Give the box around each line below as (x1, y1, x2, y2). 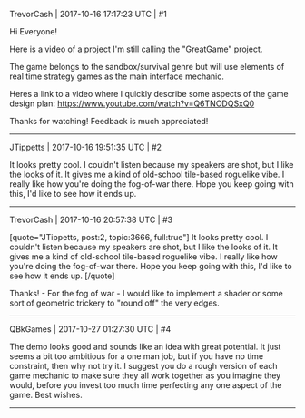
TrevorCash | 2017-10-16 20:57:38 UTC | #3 (9, 214, 173, 225)
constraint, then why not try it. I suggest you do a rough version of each (9, 361, 278, 371)
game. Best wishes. (9, 390, 84, 400)
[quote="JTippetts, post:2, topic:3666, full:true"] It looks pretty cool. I (9, 232, 269, 242)
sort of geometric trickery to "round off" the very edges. (9, 297, 220, 308)
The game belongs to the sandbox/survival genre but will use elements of (9, 62, 285, 72)
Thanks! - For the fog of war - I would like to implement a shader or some (9, 288, 283, 298)
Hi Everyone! (9, 26, 57, 36)
